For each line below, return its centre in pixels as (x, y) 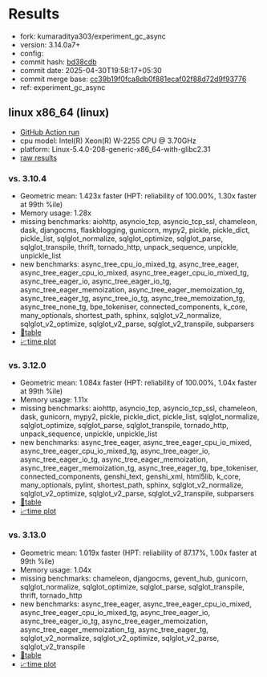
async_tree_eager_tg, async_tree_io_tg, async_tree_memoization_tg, (132, 299)
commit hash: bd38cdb (59, 62)
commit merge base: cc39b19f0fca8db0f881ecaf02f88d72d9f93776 (133, 79)
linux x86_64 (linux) (59, 113)
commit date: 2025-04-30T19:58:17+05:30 (91, 70)
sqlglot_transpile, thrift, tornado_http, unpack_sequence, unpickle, (129, 247)
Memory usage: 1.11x (54, 400)
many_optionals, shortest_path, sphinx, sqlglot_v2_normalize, (121, 316)
